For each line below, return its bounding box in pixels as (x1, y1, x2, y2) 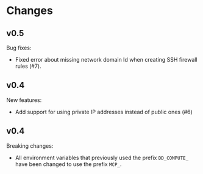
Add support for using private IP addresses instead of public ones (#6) (15, 108, 193, 115)
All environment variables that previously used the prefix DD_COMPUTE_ (15, 154, 189, 161)
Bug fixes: (6, 44, 32, 51)
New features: (6, 96, 42, 104)
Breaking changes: (6, 142, 54, 150)
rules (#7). (15, 62, 41, 70)
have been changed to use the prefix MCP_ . (15, 160, 122, 168)
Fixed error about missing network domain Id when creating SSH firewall (15, 56, 198, 63)
